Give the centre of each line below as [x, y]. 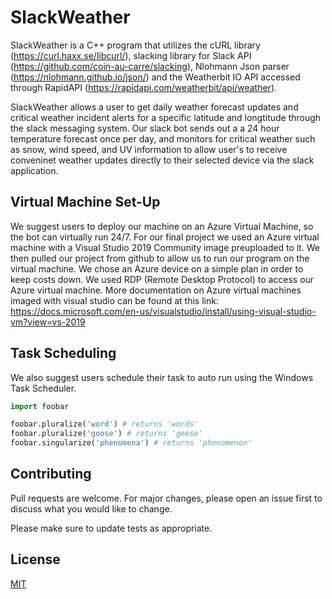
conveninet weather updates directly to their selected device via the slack [162, 160]
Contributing [51, 474]
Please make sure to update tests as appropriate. [111, 528]
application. [34, 170]
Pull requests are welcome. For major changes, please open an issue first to [166, 498]
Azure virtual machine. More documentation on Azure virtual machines [156, 290]
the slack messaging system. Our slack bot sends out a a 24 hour [145, 128]
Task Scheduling [63, 353]
